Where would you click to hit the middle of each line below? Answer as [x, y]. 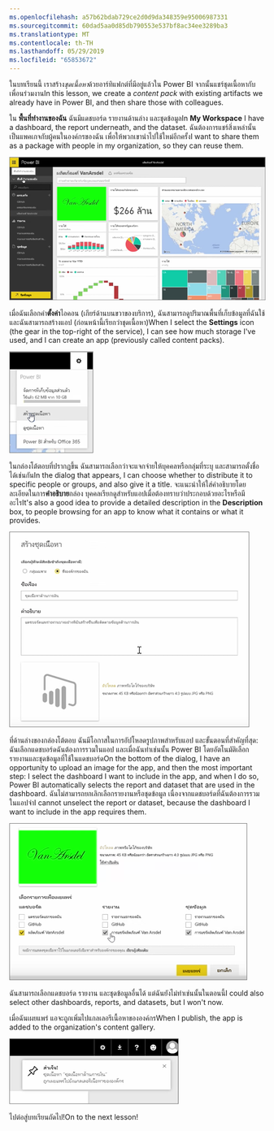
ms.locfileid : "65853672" [53, 60]
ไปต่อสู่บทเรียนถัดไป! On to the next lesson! [74, 1117]
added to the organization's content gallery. [82, 1027]
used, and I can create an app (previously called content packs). [117, 340]
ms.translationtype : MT [50, 34]
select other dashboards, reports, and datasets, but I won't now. [117, 1003]
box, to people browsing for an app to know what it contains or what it [126, 512]
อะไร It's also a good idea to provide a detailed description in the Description [136, 503]
